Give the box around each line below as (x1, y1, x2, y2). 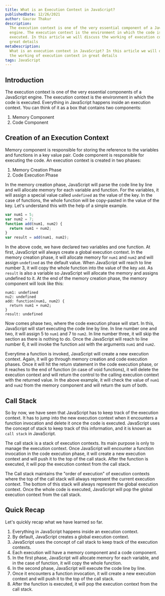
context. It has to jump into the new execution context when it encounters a (5, 415, 158, 421)
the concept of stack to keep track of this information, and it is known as (5, 425, 152, 431)
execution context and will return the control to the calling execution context (5, 372, 159, 378)
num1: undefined (5, 290, 38, 295)
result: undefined (5, 312, 43, 317)
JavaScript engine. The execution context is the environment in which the (5, 94, 154, 100)
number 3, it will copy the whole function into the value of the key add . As (5, 265, 153, 271)
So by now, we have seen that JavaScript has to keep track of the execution (5, 410, 159, 416)
